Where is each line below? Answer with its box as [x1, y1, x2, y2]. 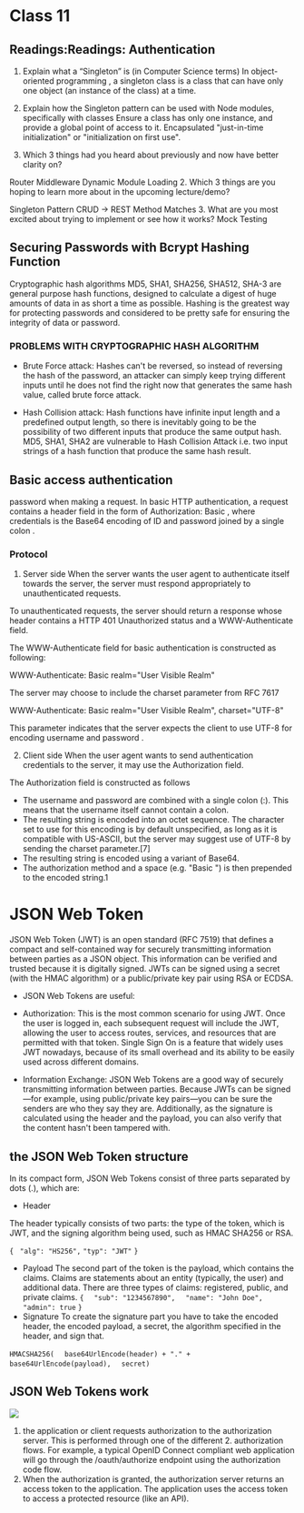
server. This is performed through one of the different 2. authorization [22, 1435, 284, 1446]
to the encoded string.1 [22, 872, 109, 883]
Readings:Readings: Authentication [9, 42, 216, 57]
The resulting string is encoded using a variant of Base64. [22, 852, 240, 864]
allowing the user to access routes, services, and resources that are [22, 1027, 277, 1038]
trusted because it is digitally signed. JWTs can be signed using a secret [9, 963, 280, 974]
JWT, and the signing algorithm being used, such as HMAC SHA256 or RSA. [9, 1227, 294, 1238]
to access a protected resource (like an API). [22, 1493, 190, 1504]
